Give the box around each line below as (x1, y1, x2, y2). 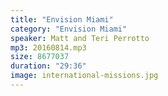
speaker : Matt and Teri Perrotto (10, 33, 150, 43)
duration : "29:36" (10, 61, 87, 71)
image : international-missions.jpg (10, 71, 159, 81)
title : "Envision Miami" (10, 14, 114, 25)
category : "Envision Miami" (10, 24, 128, 34)
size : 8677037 (10, 52, 70, 62)
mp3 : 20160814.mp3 (10, 42, 87, 53)
